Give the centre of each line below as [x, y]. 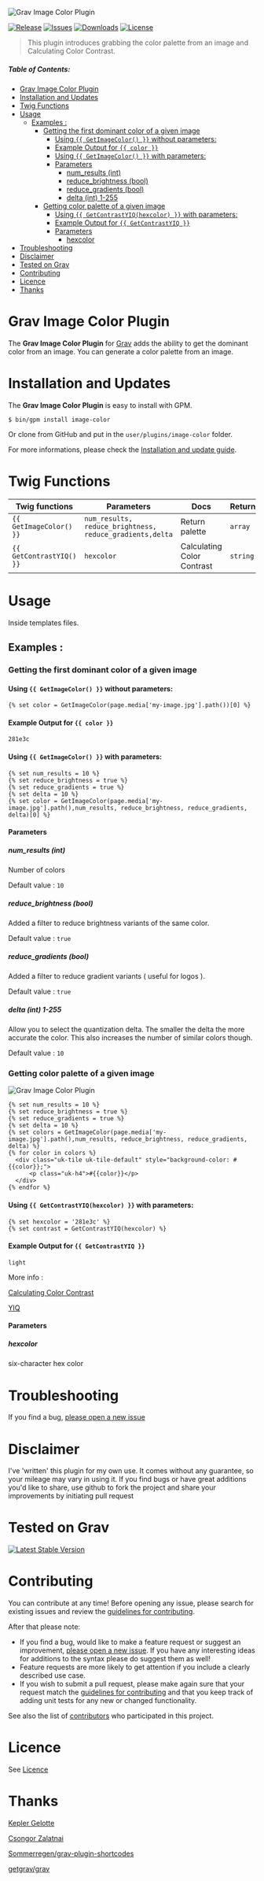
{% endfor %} [29, 1188]
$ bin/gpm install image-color [59, 420]
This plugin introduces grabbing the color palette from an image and [138, 43]
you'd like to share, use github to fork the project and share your [112, 1487]
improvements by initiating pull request [71, 1496]
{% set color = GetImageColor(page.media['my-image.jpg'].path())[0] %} [130, 705]
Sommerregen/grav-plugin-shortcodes [71, 1853]
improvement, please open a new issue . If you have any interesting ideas [137, 1650]
